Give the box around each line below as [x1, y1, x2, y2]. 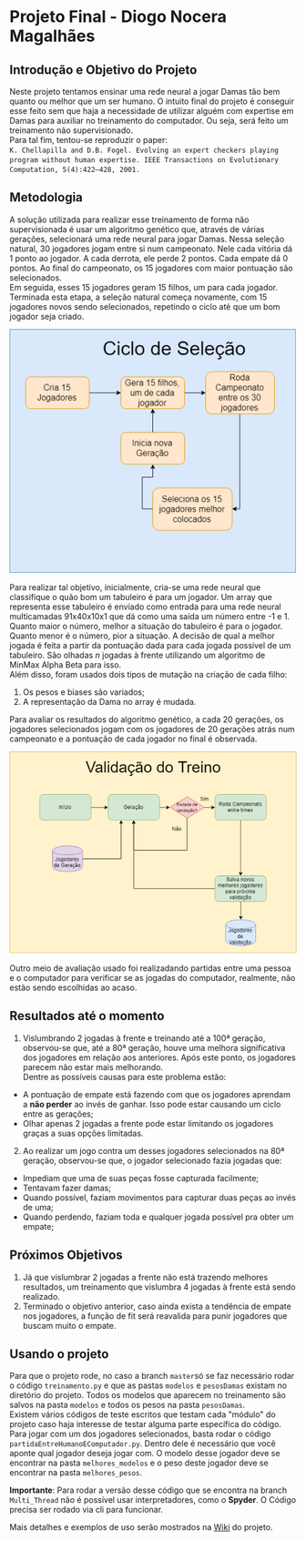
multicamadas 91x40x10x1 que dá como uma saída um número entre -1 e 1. [9, 611, 290, 622]
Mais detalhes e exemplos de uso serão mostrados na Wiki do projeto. [9, 1522, 273, 1533]
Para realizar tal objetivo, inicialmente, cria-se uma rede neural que [9, 582, 261, 593]
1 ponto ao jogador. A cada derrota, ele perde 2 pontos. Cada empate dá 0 [9, 252, 289, 263]
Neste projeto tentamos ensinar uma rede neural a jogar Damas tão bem [9, 87, 280, 97]
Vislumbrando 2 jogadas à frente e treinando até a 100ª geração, [22, 1032, 266, 1044]
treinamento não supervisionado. [9, 125, 134, 136]
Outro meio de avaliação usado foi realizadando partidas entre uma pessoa [9, 963, 291, 974]
